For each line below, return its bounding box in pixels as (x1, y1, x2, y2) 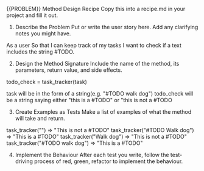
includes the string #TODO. (6, 48, 75, 55)
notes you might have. (15, 30, 71, 37)
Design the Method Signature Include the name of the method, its (15, 60, 180, 67)
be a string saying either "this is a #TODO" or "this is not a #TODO (6, 97, 172, 103)
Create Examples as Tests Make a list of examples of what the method (15, 108, 192, 115)
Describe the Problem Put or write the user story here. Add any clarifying (15, 24, 199, 30)
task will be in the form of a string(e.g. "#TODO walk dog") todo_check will (6, 90, 194, 97)
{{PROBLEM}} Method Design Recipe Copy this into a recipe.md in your (6, 5, 186, 12)
